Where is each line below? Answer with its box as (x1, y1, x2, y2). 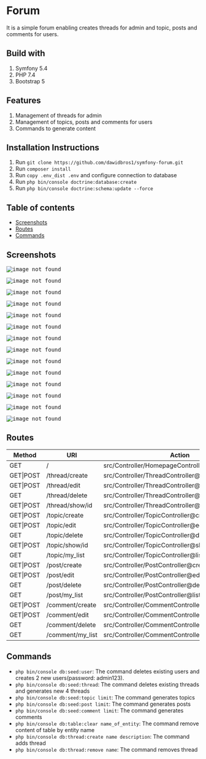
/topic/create (46, 511, 84, 519)
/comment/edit (46, 611, 89, 619)
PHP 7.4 (15, 71, 36, 78)
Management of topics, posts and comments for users (15, 118, 153, 126)
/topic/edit (46, 521, 77, 529)
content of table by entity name (15, 726, 95, 733)
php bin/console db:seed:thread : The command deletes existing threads (15, 681, 199, 688)
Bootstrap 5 (15, 77, 45, 85)
